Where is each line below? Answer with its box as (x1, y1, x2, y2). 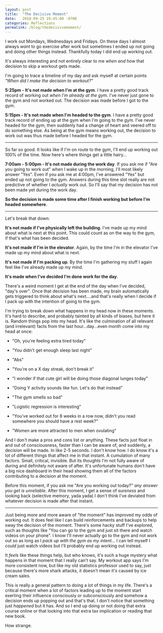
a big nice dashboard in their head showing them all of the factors (5, 468, 137, 474)
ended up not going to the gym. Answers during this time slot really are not (5, 177, 155, 182)
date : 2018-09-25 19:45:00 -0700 (5, 16, 77, 21)
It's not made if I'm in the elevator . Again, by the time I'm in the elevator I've (5, 244, 158, 250)
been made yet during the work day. (5, 187, 78, 193)
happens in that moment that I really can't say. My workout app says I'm (5, 557, 149, 563)
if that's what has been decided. (5, 235, 69, 241)
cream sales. (5, 573, 31, 579)
